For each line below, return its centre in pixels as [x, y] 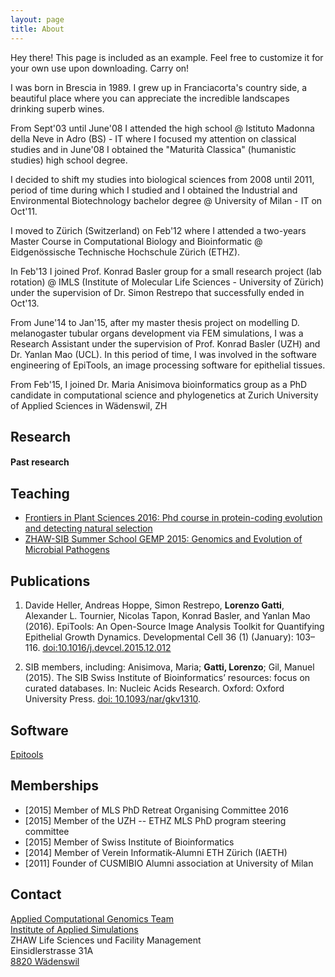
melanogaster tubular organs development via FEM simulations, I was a [157, 333]
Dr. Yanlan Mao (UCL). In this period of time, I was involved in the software [163, 354]
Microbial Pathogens [67, 550]
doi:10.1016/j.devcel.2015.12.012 [107, 648]
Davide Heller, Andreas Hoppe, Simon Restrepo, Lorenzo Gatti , [154, 605]
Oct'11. [24, 211]
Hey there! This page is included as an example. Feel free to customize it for [167, 57]
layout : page [37, 19]
